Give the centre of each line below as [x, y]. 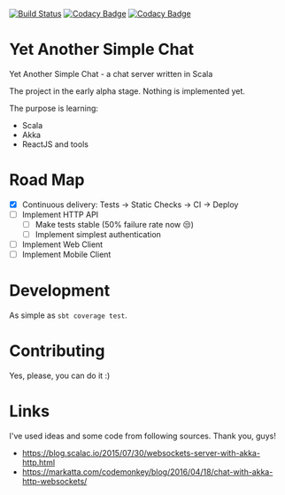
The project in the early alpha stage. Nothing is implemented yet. [127, 91]
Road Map [47, 180]
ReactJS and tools [55, 144]
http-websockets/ [54, 482]
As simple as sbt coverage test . [69, 315]
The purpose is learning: [54, 108]
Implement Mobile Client [66, 255]
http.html [39, 463]
